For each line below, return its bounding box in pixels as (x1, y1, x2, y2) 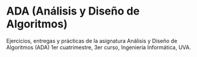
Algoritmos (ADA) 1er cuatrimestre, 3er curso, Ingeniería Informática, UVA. (6, 44, 192, 51)
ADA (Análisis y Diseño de (6, 4, 140, 18)
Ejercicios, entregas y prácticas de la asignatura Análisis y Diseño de (6, 37, 178, 44)
